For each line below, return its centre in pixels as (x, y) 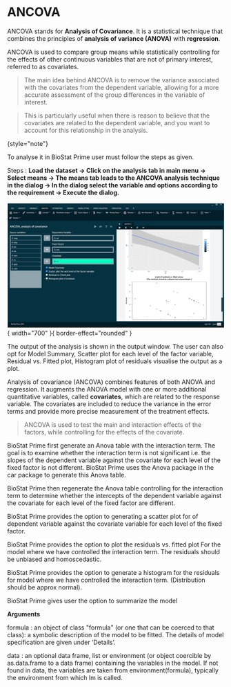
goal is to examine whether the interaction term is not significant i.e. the (109, 452)
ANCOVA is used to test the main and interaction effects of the (113, 424)
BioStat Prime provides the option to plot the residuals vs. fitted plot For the (114, 544)
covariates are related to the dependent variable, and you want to (117, 122)
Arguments (24, 614)
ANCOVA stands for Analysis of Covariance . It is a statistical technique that (115, 31)
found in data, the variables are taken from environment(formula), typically (113, 670)
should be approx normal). (45, 587)
